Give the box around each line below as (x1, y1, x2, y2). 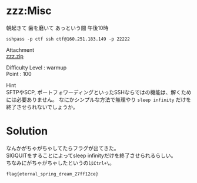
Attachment (6, 46, 35, 54)
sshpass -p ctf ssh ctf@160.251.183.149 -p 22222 (6, 36, 131, 42)
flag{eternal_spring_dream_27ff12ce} (6, 171, 99, 177)
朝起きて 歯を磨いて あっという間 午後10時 (6, 24, 109, 31)
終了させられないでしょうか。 (6, 103, 78, 110)
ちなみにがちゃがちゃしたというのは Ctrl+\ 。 (6, 159, 115, 166)
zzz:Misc (6, 4, 52, 18)
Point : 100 (6, 70, 32, 77)
